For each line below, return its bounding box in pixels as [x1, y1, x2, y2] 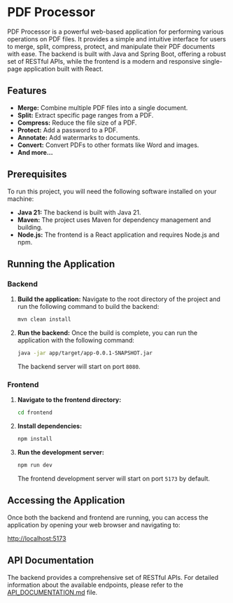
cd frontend [17, 409, 52, 417]
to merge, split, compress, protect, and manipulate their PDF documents [7, 42, 216, 50]
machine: [7, 194, 34, 203]
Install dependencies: [17, 422, 83, 431]
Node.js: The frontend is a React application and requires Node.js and [17, 230, 220, 239]
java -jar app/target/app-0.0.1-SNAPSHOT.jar [17, 349, 153, 357]
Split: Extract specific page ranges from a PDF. [17, 111, 154, 119]
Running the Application [7, 258, 115, 270]
